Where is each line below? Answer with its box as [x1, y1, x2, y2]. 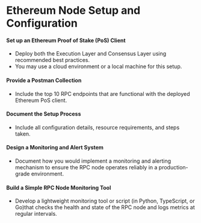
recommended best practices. [14, 57, 90, 64]
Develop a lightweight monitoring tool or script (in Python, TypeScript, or [14, 197, 195, 205]
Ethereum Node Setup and [6, 4, 141, 17]
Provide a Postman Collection [6, 77, 82, 84]
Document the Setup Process [6, 110, 81, 118]
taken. [14, 130, 31, 137]
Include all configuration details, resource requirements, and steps [14, 124, 180, 131]
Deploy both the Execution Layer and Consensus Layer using [14, 50, 167, 57]
